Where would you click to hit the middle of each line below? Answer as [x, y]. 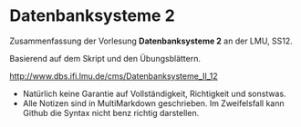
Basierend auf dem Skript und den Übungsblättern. [105, 58]
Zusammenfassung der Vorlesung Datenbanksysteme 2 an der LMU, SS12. [151, 41]
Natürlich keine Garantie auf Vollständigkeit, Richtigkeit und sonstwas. [154, 93]
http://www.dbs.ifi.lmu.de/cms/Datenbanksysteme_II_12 [114, 76]
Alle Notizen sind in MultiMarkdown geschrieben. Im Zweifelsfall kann [153, 103]
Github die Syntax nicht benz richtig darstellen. [111, 112]
